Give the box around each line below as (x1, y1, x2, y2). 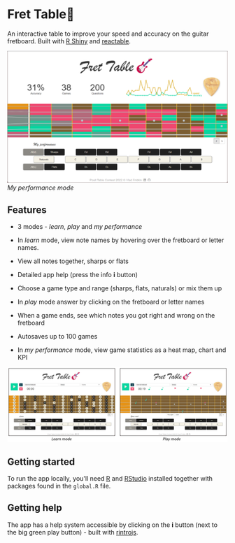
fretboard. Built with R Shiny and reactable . (7, 36, 131, 45)
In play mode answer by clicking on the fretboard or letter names (17, 297, 205, 306)
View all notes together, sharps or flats (17, 257, 129, 265)
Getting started (7, 456, 76, 467)
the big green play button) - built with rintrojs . (7, 528, 138, 536)
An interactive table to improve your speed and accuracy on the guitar (7, 29, 209, 38)
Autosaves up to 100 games (17, 332, 98, 340)
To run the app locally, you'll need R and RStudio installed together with (7, 474, 213, 483)
